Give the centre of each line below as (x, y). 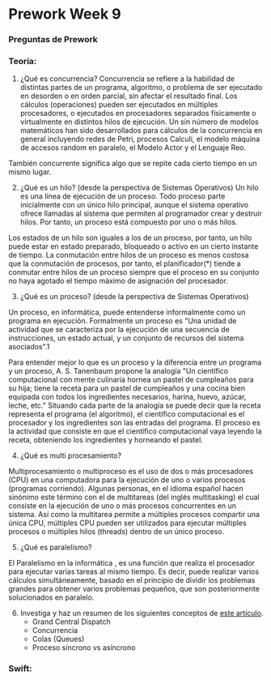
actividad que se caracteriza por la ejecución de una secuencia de (119, 330)
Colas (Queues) (58, 639)
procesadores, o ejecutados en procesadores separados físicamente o (138, 113)
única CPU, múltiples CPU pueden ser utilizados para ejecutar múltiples (127, 523)
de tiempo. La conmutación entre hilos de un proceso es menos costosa (129, 255)
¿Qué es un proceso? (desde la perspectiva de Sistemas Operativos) (134, 297)
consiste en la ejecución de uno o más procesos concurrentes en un (123, 506)
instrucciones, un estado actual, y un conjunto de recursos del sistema (126, 338)
